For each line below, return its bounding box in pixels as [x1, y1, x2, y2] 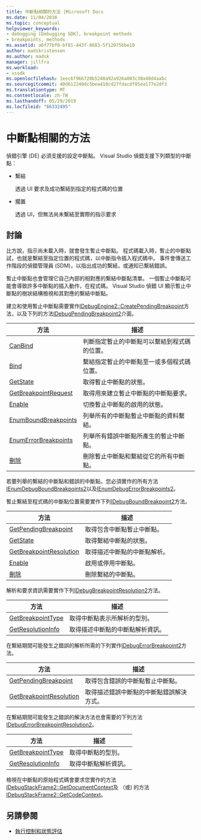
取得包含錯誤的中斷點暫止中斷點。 [84, 677, 181, 685]
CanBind [9, 341, 33, 350]
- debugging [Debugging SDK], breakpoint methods [6, 31, 133, 37]
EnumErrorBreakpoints [9, 436, 73, 445]
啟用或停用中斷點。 [84, 559, 139, 568]
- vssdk [6, 70, 26, 76]
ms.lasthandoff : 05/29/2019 [6, 98, 77, 104]
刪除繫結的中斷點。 [84, 571, 139, 579]
